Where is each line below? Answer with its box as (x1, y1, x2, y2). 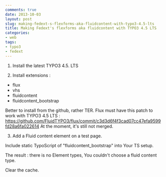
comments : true (5, 7, 37, 12)
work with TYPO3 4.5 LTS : (5, 112, 61, 118)
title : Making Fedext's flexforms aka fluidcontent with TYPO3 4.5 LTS (5, 26, 157, 31)
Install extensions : (12, 72, 51, 78)
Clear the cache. (5, 167, 39, 173)
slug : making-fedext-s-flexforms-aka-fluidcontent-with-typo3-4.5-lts (5, 21, 155, 26)
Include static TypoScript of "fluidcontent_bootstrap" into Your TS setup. (5, 142, 154, 148)
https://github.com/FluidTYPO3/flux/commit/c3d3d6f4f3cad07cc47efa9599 (5, 118, 161, 124)
